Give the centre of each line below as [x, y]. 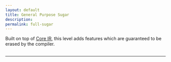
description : [19, 19]
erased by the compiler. [30, 44]
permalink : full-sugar [29, 24]
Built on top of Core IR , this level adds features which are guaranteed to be [83, 39]
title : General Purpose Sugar [37, 15]
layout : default [22, 10]
